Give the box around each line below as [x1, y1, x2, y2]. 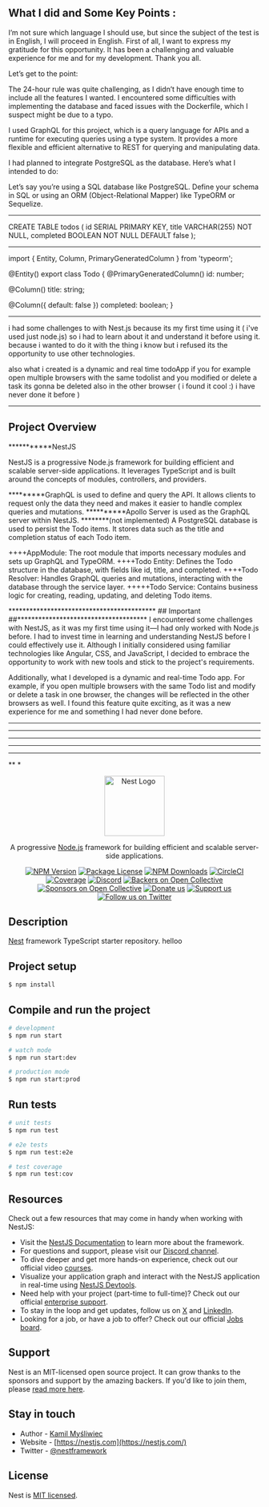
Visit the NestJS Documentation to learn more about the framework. [19, 1238, 244, 1247]
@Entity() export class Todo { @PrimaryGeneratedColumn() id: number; [8, 268, 244, 279]
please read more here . [8, 1384, 86, 1393]
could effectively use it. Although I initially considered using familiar [8, 640, 231, 650]
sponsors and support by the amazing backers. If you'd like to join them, [8, 1376, 247, 1385]
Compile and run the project [8, 1003, 151, 1017]
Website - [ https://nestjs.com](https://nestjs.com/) [19, 1437, 187, 1447]
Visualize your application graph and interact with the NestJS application [19, 1271, 260, 1281]
